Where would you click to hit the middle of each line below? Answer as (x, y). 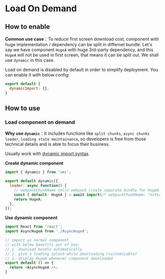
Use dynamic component (31, 218)
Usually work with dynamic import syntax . (47, 154)
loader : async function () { (38, 186)
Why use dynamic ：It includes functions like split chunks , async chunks (77, 133)
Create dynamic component (34, 163)
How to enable (27, 27)
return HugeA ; (28, 199)
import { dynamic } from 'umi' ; (38, 172)
